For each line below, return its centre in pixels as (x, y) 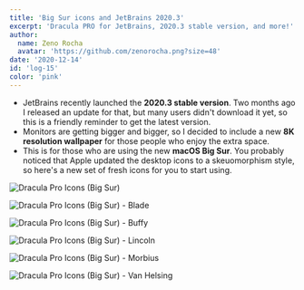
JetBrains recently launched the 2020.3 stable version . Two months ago (159, 102)
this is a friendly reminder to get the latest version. (117, 121)
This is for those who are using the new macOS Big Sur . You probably (153, 150)
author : (24, 34)
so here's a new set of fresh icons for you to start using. (127, 169)
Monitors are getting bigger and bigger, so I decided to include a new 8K (158, 131)
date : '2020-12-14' (46, 60)
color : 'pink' (36, 77)
